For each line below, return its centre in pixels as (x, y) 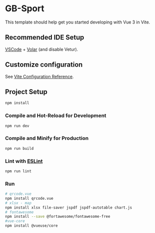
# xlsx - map (18, 203)
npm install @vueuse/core (31, 226)
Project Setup (26, 92)
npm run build (20, 148)
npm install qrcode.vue (29, 198)
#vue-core (15, 221)
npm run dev (17, 126)
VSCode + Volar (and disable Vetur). (42, 49)
